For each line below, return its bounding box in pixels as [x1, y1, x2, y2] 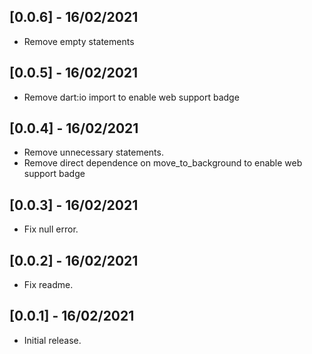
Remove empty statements [23, 35, 135, 47]
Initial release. [23, 334, 82, 346]
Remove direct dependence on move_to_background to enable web [23, 157, 303, 169]
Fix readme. [23, 279, 74, 291]
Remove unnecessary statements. [23, 146, 164, 159]
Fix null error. [23, 223, 79, 235]
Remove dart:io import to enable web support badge [23, 91, 240, 103]
